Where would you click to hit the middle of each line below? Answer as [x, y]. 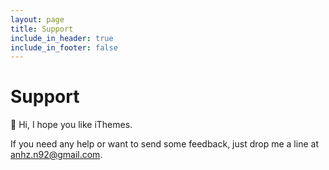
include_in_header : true [62, 38]
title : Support [42, 29]
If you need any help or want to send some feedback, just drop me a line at [164, 144]
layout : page [37, 19]
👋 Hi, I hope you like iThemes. [71, 125]
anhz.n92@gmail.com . [56, 155]
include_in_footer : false [64, 47]
